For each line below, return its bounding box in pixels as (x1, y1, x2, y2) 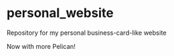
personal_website (6, 5, 114, 21)
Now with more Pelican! (6, 42, 76, 50)
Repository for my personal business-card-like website (6, 28, 167, 37)
